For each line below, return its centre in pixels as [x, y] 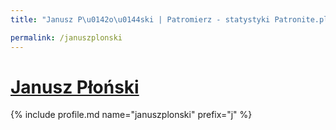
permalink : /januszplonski [66, 37]
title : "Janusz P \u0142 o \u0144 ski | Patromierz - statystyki [140, 19]
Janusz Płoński [75, 87]
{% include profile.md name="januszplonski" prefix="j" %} [131, 115]
